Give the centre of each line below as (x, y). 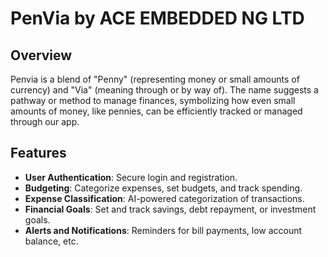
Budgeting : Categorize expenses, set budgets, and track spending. (163, 188)
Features (38, 153)
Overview (41, 55)
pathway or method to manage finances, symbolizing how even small (153, 100)
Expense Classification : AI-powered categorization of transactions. (164, 198)
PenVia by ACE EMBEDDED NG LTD (157, 18)
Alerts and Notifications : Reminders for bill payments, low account (163, 230)
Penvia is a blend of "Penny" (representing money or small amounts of (155, 79)
